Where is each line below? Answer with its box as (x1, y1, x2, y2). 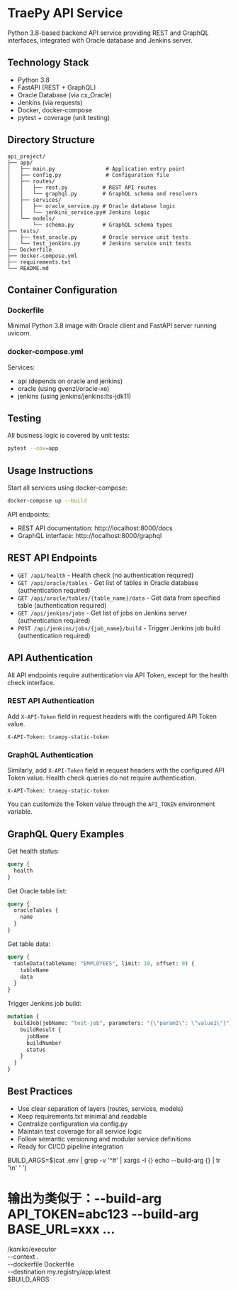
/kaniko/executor (7, 1245, 57, 1253)
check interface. (7, 678, 55, 687)
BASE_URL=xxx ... (7, 1221, 115, 1237)
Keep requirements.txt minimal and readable (17, 1112, 147, 1120)
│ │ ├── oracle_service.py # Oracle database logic (7, 203, 176, 210)
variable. (7, 807, 33, 816)
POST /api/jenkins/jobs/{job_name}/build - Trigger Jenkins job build (17, 623, 221, 632)
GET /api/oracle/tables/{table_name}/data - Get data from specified (17, 593, 221, 602)
